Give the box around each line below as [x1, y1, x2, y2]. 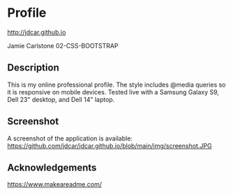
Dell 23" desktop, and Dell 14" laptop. [7, 95, 115, 103]
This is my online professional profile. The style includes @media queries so [7, 80, 226, 89]
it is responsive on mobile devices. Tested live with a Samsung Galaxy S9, [7, 87, 220, 96]
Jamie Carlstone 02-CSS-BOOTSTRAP [7, 41, 119, 50]
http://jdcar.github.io [7, 28, 66, 36]
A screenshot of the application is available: [7, 134, 133, 143]
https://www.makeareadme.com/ [7, 180, 103, 189]
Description [7, 62, 59, 74]
